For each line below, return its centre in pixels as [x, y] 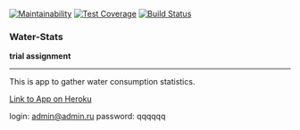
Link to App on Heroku [50, 99]
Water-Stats [37, 37]
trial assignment [40, 56]
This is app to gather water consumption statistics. [102, 82]
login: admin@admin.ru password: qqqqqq [87, 117]
